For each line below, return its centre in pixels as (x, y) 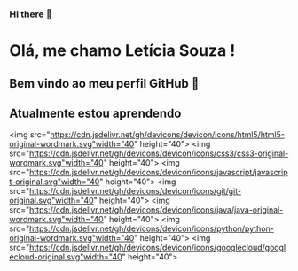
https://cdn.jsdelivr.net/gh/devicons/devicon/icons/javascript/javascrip (159, 173)
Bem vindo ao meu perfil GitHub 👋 (104, 83)
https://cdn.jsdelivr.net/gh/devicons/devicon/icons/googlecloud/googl (158, 248)
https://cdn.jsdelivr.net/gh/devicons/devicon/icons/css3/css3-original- (159, 153)
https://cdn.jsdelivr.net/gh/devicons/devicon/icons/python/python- (152, 228)
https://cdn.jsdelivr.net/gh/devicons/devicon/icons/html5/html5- (168, 135)
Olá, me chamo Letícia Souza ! (122, 51)
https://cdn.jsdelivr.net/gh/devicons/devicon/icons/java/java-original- (157, 210)
